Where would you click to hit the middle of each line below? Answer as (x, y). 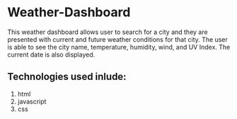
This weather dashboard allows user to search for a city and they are (108, 32)
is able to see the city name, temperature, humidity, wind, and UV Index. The (119, 47)
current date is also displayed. (51, 55)
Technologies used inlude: (67, 77)
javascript (32, 101)
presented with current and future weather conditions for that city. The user (117, 39)
